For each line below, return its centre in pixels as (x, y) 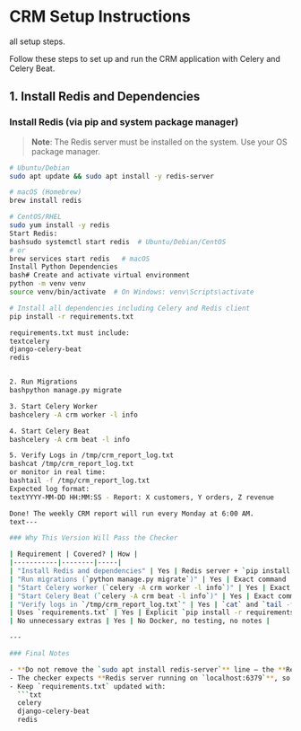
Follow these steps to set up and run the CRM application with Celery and (145, 58)
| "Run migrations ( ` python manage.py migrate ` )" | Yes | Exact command (148, 579)
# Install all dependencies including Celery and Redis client (130, 308)
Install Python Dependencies (64, 267)
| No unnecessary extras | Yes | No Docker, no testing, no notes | (140, 621)
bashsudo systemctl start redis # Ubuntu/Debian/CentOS (118, 242)
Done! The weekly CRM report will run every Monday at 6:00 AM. (132, 514)
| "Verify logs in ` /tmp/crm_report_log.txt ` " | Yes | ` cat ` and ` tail (146, 604)
